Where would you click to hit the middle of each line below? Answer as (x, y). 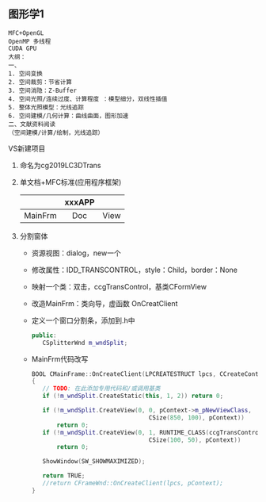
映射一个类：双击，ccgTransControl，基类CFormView (119, 286)
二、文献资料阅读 (32, 124)
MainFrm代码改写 (60, 358)
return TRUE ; (64, 476)
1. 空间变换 (26, 74)
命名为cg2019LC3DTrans (60, 165)
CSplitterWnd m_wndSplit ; (85, 343)
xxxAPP (80, 202)
